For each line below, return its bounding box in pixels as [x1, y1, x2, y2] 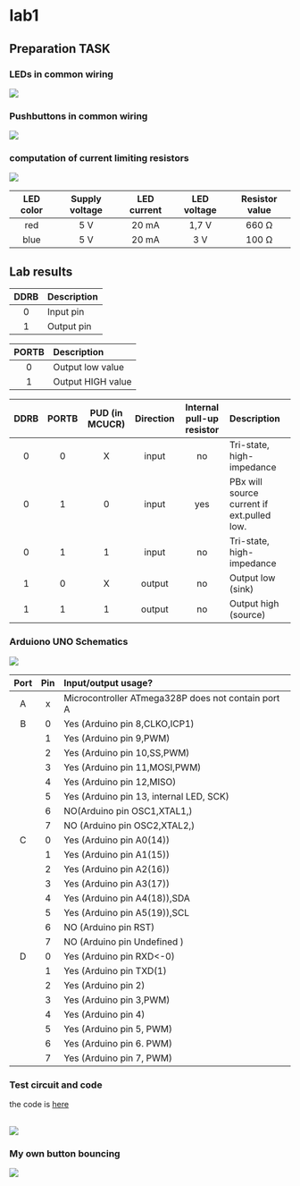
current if [229, 498, 269, 511]
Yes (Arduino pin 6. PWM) [63, 1037, 172, 1049]
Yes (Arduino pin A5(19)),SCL [63, 906, 190, 919]
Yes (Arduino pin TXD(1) [63, 964, 167, 977]
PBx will [229, 476, 262, 488]
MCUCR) [87, 418, 126, 430]
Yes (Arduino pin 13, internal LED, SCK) [63, 790, 229, 802]
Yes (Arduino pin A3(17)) [63, 877, 170, 890]
